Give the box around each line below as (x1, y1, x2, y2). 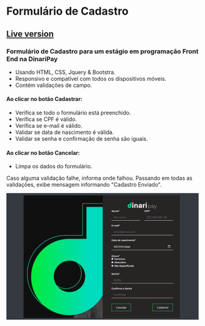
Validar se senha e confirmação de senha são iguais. (15, 135, 148, 143)
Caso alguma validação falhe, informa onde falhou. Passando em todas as (6, 174, 193, 182)
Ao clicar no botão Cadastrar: (6, 95, 83, 103)
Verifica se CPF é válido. (15, 116, 77, 123)
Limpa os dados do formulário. (15, 163, 93, 170)
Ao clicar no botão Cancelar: (6, 149, 81, 157)
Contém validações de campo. (15, 81, 93, 89)
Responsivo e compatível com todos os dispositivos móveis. (15, 75, 167, 82)
